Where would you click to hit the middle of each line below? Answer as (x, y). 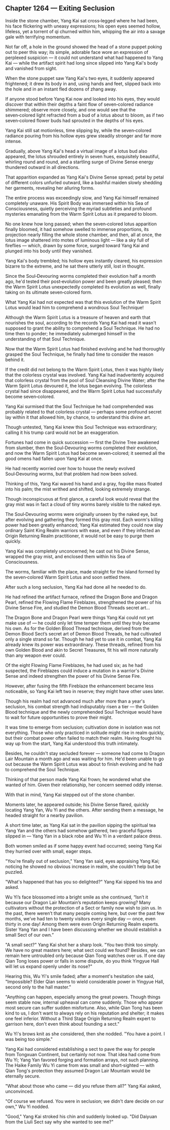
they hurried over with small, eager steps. (49, 851)
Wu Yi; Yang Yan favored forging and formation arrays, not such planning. (82, 1060)
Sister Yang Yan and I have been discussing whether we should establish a (83, 929)
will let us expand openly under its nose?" (49, 966)
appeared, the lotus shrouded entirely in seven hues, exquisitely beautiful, (82, 156)
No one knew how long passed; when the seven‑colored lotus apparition (81, 224)
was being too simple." (29, 1039)
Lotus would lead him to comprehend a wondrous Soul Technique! (74, 307)
